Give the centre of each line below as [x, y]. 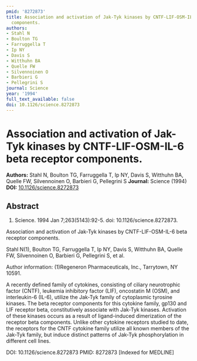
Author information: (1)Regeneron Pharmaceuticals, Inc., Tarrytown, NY [92, 267]
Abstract [23, 206]
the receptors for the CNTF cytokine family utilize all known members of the [98, 329]
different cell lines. [28, 341]
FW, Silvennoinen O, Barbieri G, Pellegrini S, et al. [65, 256]
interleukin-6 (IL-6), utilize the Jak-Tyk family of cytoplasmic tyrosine [89, 297]
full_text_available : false [40, 99]
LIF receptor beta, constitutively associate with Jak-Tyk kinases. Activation [96, 310]
